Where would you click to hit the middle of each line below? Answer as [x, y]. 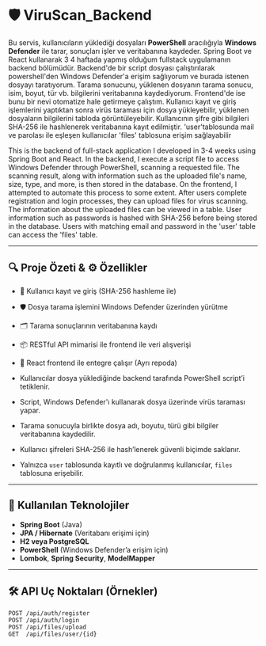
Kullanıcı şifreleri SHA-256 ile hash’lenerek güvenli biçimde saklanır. [130, 449]
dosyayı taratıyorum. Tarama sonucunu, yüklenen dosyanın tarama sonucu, [131, 85]
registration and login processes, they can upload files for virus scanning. [128, 201]
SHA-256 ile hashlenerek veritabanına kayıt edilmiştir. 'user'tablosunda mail [131, 127]
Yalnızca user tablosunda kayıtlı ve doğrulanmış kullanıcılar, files [126, 465]
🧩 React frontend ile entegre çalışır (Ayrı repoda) [99, 363]
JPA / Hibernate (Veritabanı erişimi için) [84, 533]
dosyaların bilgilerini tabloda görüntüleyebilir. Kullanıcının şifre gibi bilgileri [129, 118]
